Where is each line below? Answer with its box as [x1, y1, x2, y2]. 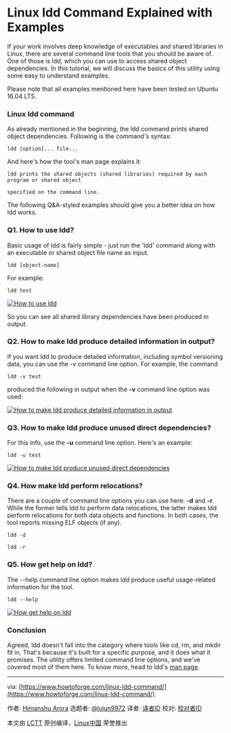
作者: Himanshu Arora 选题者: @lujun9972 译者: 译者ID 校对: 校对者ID [7, 704, 202, 712]
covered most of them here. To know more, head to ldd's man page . [7, 663, 200, 671]
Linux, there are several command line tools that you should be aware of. [7, 50, 213, 58]
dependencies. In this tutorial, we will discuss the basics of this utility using [7, 64, 220, 72]
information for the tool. [7, 582, 74, 591]
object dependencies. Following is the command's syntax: [7, 132, 172, 140]
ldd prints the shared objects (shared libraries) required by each [7, 171, 208, 178]
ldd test [7, 287, 32, 294]
